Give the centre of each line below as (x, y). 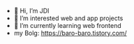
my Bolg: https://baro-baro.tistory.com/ (70, 33)
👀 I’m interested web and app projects (68, 18)
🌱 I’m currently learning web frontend (68, 25)
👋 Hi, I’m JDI (31, 11)
